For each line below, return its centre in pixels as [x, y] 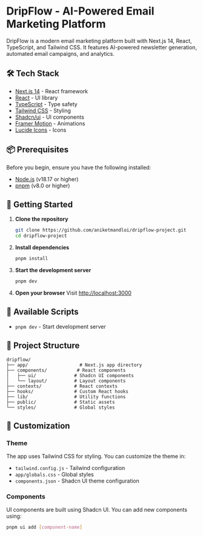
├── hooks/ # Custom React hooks [68, 391]
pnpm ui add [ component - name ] [45, 528]
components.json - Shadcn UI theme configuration [77, 481]
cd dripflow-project [41, 236]
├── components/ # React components [66, 370]
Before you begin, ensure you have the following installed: [79, 167]
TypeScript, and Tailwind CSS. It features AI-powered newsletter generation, [102, 47]
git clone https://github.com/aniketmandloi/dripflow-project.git [101, 230]
